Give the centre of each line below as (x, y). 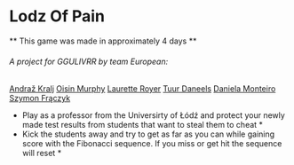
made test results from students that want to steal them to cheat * (143, 125)
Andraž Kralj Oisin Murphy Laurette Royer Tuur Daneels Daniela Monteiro (143, 89)
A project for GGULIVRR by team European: (89, 61)
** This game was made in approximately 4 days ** (103, 41)
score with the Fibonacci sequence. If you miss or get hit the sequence (152, 144)
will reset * (42, 153)
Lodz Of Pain (57, 16)
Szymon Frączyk (40, 98)
